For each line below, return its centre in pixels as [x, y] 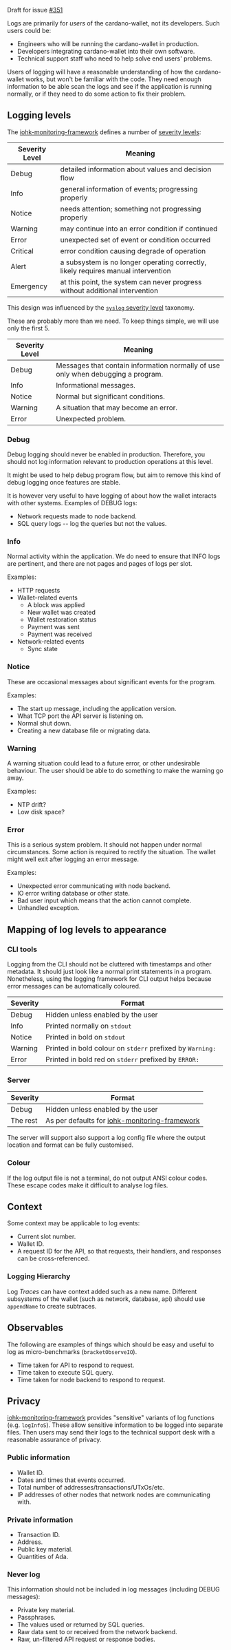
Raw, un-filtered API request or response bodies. [86, 1639]
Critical [22, 251]
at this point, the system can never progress [131, 282]
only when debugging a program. [110, 374]
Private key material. [46, 1610]
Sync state [43, 649]
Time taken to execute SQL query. [65, 1372]
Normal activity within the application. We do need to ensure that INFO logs [114, 556]
